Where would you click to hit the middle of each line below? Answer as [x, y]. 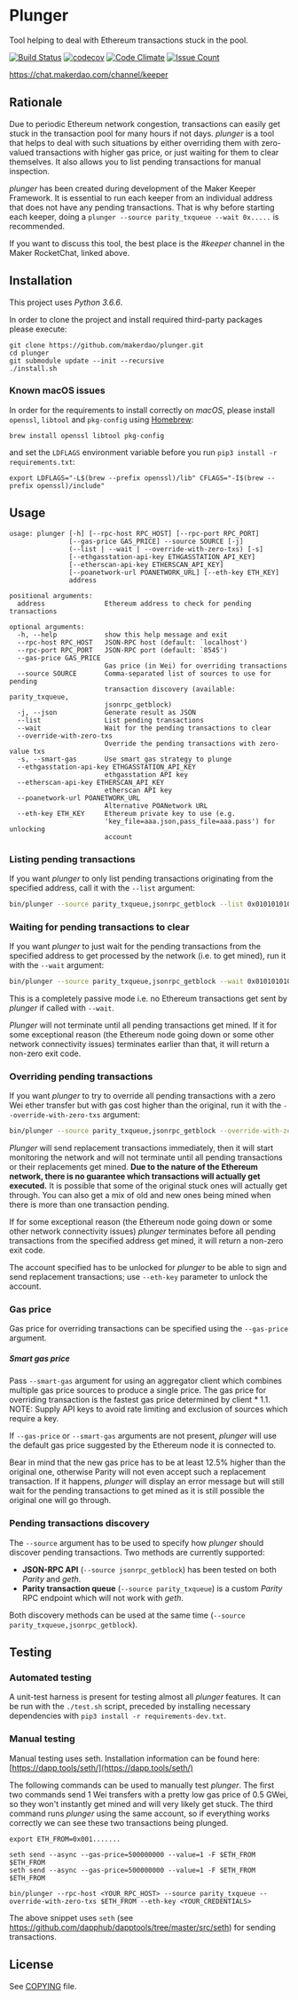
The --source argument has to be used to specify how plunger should [137, 1542]
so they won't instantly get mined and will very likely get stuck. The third [141, 1804]
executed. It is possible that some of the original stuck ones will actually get [149, 1186]
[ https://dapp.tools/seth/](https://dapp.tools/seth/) [101, 1768]
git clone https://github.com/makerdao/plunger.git [106, 345]
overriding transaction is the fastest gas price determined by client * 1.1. [140, 1400]
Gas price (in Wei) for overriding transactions [196, 666]
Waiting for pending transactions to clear [99, 927]
